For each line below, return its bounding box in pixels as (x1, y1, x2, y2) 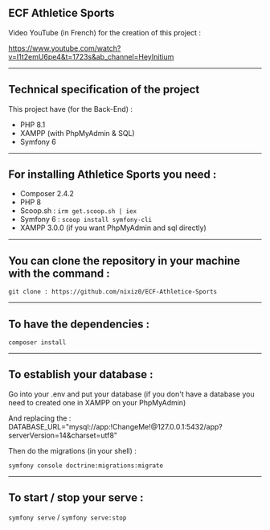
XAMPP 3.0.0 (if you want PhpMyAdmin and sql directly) (19, 223, 207, 232)
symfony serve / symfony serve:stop (8, 512, 127, 522)
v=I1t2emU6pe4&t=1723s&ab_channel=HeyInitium (8, 51, 174, 61)
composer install (8, 339, 67, 347)
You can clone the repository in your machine (8, 253, 241, 268)
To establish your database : (8, 368, 153, 381)
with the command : (8, 266, 110, 280)
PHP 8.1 (19, 120, 46, 129)
